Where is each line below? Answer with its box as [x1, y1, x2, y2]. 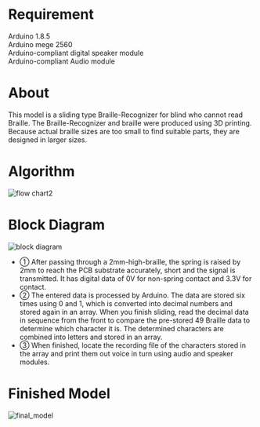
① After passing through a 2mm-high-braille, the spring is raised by [19, 257, 241, 266]
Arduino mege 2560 [8, 39, 73, 49]
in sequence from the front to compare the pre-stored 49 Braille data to [19, 316, 251, 325]
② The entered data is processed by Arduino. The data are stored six [19, 290, 245, 300]
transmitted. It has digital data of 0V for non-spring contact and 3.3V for [19, 273, 252, 283]
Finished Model [8, 385, 111, 402]
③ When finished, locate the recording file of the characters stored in [19, 340, 247, 350]
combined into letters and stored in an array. [19, 332, 163, 341]
